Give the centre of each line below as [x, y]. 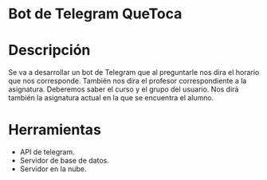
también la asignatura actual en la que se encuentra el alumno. [111, 98]
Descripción [49, 51]
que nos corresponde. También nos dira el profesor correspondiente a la [128, 81]
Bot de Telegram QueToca [95, 14]
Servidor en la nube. [53, 169]
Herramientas [55, 130]
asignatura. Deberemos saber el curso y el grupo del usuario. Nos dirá [124, 89]
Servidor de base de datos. [64, 161]
